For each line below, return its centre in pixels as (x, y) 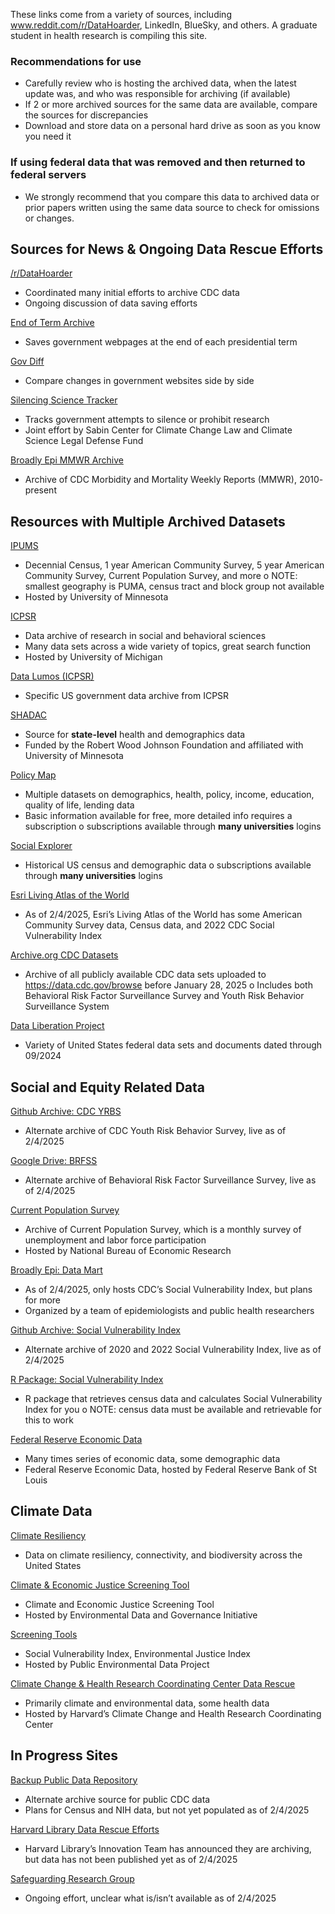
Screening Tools (44, 1634)
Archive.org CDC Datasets (64, 955)
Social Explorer (41, 846)
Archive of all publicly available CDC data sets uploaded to (145, 975)
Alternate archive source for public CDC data (117, 1799)
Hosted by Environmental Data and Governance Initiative (141, 1615)
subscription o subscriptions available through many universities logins (173, 826)
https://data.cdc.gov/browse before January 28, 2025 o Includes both (168, 985)
